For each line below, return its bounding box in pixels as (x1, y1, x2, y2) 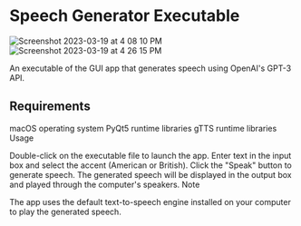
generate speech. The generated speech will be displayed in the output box (9, 169, 292, 180)
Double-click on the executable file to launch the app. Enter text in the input (9, 150, 292, 161)
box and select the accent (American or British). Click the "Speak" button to (9, 160, 293, 171)
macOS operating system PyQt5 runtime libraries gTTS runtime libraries (9, 123, 277, 133)
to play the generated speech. (9, 206, 122, 217)
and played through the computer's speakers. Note (9, 179, 200, 190)
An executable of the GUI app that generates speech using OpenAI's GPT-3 (9, 63, 292, 74)
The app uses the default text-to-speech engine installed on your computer (9, 196, 292, 207)
